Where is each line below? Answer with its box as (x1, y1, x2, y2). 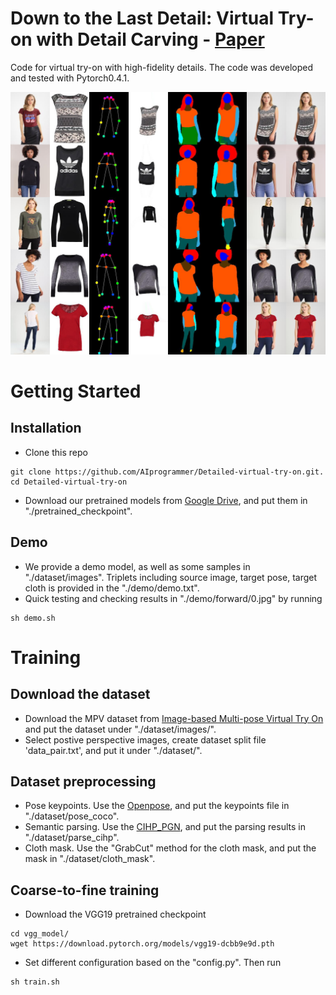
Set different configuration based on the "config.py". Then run (24, 957, 282, 969)
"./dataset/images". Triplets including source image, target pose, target (24, 571, 318, 583)
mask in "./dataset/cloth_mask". (24, 853, 156, 865)
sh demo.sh (10, 613, 56, 623)
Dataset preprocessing (10, 773, 157, 790)
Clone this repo (24, 446, 88, 458)
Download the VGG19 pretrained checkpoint (24, 908, 207, 921)
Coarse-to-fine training (10, 882, 160, 899)
